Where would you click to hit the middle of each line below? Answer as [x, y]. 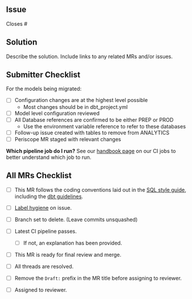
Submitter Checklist [43, 75]
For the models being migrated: [44, 89]
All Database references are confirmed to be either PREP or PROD [94, 120]
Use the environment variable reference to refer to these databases [104, 126]
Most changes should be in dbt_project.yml [75, 107]
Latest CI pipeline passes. [46, 231]
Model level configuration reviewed [57, 113]
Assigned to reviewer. [41, 290]
